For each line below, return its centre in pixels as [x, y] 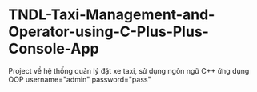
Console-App [54, 49]
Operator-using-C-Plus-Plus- [109, 32]
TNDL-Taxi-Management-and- [112, 15]
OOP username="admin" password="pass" [80, 79]
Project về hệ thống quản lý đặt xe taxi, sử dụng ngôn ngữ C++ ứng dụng [129, 70]
